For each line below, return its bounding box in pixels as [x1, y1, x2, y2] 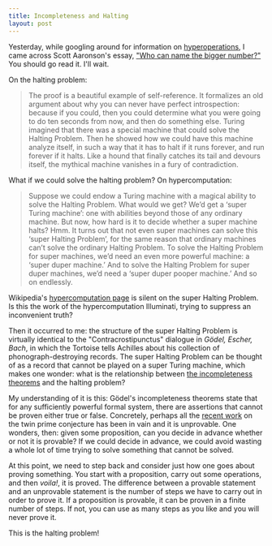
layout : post [8, 19, 53, 28]
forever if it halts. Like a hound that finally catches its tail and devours [28, 151, 261, 161]
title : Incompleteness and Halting [8, 11, 129, 20]
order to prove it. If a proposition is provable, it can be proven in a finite [8, 495, 246, 505]
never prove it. [8, 512, 57, 522]
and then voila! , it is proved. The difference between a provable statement [8, 478, 256, 488]
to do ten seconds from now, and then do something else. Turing [28, 116, 245, 126]
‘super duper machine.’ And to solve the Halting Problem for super [28, 260, 250, 269]
